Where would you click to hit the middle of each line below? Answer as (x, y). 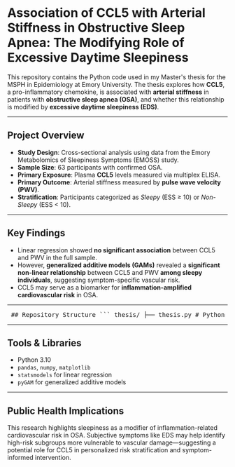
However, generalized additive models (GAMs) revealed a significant (119, 265)
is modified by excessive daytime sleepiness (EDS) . (83, 107)
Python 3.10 (34, 360)
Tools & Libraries (44, 343)
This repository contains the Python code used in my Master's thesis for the (116, 77)
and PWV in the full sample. (57, 257)
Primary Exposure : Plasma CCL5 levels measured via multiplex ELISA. (119, 175)
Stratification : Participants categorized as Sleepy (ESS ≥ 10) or (108, 197)
